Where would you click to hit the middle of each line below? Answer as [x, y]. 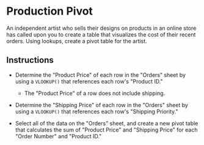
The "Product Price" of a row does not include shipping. [95, 93]
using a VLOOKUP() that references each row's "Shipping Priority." [97, 111]
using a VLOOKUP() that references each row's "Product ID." [89, 81]
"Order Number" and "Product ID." [58, 136]
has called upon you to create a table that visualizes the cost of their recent [101, 34]
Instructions [30, 60]
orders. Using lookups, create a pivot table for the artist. [77, 41]
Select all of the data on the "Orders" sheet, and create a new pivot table [107, 123]
